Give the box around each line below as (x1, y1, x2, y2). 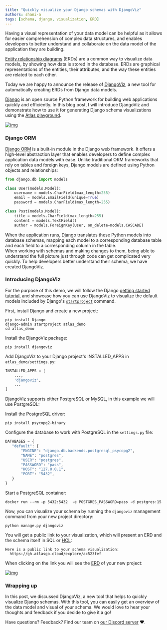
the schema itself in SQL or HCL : (5, 537, 72, 543)
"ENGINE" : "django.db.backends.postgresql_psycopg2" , (20, 448, 135, 453)
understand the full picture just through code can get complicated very (5, 253, 151, 259)
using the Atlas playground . (5, 112, 61, 118)
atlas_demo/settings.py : (5, 358, 56, 365)
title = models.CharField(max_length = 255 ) (14, 213, 104, 218)
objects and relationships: (5, 167, 58, 173)
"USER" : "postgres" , (20, 458, 64, 463)
